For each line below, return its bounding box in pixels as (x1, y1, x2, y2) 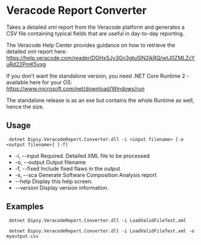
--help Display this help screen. (14, 178, 93, 185)
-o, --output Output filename (14, 159, 86, 166)
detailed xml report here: (6, 47, 67, 55)
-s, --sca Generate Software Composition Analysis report (14, 171, 157, 178)
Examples (6, 202, 44, 212)
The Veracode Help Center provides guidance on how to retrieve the (6, 41, 176, 49)
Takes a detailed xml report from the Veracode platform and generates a (6, 23, 185, 31)
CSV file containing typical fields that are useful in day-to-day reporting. (6, 29, 185, 37)
